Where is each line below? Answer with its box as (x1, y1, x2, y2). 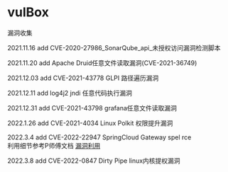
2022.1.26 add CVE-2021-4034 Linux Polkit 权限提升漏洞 (7, 118, 173, 127)
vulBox (7, 4, 50, 21)
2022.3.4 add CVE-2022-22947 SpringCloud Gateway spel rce (7, 132, 192, 142)
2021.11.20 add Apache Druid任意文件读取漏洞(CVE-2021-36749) (7, 58, 197, 67)
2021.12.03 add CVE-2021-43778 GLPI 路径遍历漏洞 (7, 74, 159, 82)
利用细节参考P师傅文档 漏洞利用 (7, 141, 101, 149)
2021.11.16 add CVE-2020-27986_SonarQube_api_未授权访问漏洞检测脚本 (7, 43, 222, 52)
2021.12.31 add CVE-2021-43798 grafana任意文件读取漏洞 (7, 103, 178, 112)
